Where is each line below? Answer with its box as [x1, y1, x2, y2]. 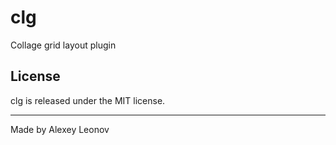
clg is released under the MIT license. [10, 94, 166, 106]
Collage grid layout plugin [10, 39, 117, 51]
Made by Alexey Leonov [10, 123, 110, 135]
